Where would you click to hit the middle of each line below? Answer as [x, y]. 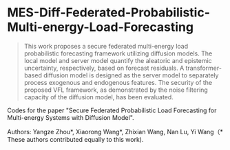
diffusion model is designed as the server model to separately [131, 75]
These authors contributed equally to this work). [75, 139]
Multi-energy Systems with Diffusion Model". [71, 117]
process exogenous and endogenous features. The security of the [118, 82]
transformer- [204, 68]
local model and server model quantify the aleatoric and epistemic [118, 60]
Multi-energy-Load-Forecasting [101, 27]
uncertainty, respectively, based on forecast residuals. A [104, 68]
